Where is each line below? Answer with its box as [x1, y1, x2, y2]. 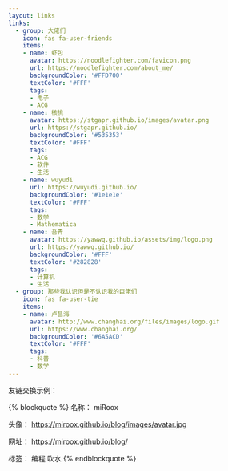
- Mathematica [29, 221, 78, 229]
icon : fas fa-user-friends [22, 34, 113, 43]
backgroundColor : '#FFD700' [29, 71, 124, 79]
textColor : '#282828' [29, 258, 102, 266]
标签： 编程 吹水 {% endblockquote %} [8, 453, 137, 463]
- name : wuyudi [22, 176, 74, 185]
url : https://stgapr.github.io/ [29, 124, 138, 132]
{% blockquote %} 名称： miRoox [8, 402, 118, 412]
